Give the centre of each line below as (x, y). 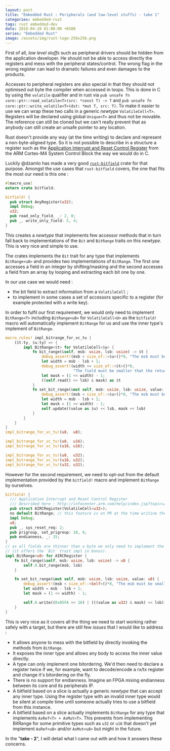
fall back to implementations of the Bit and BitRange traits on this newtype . (83, 240)
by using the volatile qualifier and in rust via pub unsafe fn (68, 95)
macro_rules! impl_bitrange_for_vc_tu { (49, 338)
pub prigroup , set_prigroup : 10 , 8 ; (48, 532)
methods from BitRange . (38, 647)
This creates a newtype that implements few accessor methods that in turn (83, 235)
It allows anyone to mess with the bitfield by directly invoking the (80, 642)
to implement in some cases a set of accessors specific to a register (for (88, 297)
